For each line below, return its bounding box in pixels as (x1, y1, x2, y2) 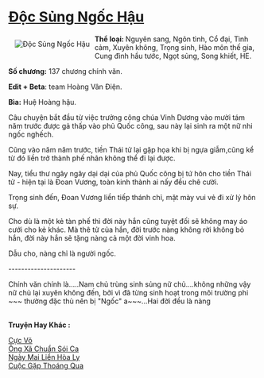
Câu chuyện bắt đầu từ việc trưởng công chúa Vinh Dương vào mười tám (8, 112, 245, 122)
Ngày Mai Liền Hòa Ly (8, 352, 80, 361)
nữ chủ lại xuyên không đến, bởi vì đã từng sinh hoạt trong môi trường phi (8, 287, 249, 297)
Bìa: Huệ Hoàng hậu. (8, 97, 77, 106)
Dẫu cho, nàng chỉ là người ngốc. (8, 249, 117, 258)
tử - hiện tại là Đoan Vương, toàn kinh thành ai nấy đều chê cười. (8, 177, 219, 187)
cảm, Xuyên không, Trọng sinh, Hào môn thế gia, (94, 42, 254, 52)
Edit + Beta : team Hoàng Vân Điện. (8, 82, 122, 91)
